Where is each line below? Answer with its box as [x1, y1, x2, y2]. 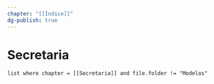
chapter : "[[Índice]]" [7, 10, 73, 17]
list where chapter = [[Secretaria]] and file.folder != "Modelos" [7, 70, 208, 77]
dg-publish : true [7, 17, 58, 24]
